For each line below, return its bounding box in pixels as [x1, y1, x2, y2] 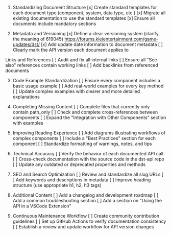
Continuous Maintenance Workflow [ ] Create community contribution [12, 213, 160, 219]
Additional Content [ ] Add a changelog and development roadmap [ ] [12, 192, 159, 198]
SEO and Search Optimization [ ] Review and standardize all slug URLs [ [12, 171, 164, 177]
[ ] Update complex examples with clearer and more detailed [12, 88, 140, 94]
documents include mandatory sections [12, 20, 96, 27]
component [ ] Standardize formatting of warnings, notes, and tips [12, 140, 152, 147]
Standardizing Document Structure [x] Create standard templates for [12, 5, 157, 10]
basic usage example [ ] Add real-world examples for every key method [12, 83, 164, 89]
